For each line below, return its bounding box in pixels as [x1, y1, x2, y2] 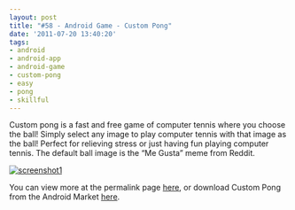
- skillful [9, 95, 50, 105]
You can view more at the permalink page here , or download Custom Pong [9, 183, 282, 193]
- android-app [9, 54, 62, 63]
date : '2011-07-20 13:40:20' [9, 29, 117, 38]
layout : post [9, 12, 58, 22]
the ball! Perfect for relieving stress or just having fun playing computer [9, 138, 269, 149]
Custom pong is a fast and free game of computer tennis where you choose [9, 120, 286, 130]
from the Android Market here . [9, 191, 120, 202]
